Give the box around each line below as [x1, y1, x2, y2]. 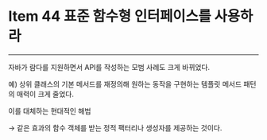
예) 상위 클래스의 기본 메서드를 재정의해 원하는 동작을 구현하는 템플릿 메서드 [8, 79, 242, 88]
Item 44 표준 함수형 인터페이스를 [8, 7, 212, 25]
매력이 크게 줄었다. [16, 89, 74, 99]
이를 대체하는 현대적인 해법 [8, 106, 91, 115]
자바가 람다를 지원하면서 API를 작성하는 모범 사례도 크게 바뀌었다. [8, 62, 211, 72]
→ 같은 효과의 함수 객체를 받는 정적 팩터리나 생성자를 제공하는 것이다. [8, 122, 222, 132]
